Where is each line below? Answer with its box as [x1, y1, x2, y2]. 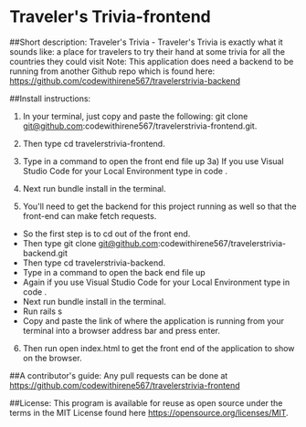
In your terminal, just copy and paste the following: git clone [22, 110, 248, 121]
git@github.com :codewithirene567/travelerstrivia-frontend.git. [22, 120, 258, 131]
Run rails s [22, 306, 62, 317]
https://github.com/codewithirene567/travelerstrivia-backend [9, 75, 240, 86]
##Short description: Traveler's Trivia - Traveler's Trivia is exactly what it [9, 36, 283, 47]
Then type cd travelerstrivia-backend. [22, 257, 166, 268]
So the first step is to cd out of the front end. [22, 228, 191, 239]
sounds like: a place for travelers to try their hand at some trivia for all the [9, 46, 286, 57]
